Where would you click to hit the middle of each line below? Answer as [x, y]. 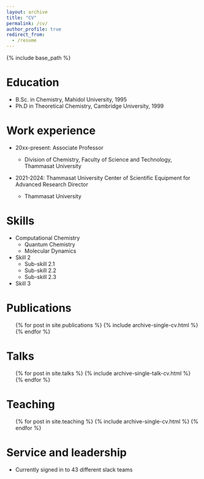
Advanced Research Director [52, 184]
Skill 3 [23, 283]
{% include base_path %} [39, 58]
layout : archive [27, 12]
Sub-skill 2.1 [40, 264]
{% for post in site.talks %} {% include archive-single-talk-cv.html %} [103, 373]
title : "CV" [21, 18]
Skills [21, 221]
